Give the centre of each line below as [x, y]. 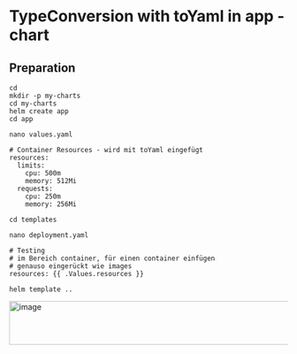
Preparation [42, 68]
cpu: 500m [43, 173]
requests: [35, 189]
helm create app [39, 112]
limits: [31, 165]
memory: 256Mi [51, 204]
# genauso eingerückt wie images [71, 266]
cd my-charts [33, 104]
